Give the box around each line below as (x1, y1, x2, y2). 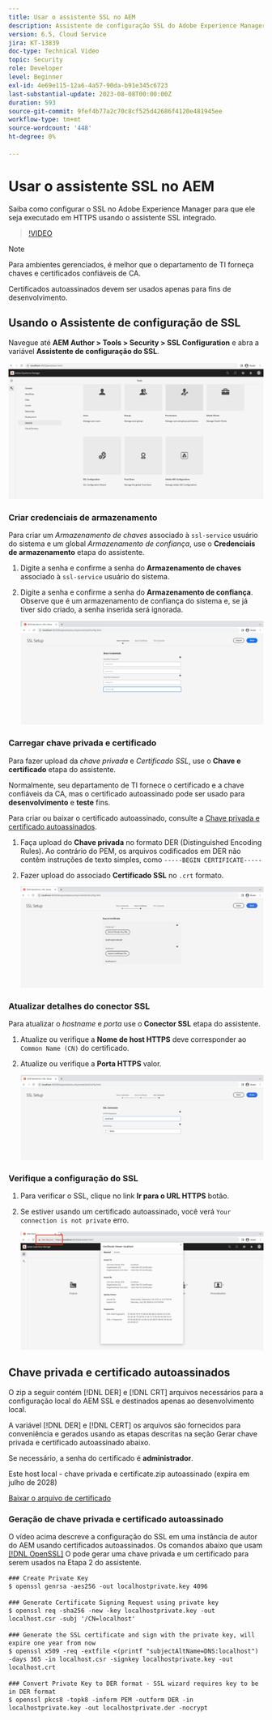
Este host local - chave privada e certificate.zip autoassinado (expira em (8, 1469, 250, 1479)
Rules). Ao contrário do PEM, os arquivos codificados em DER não (19, 846, 241, 856)
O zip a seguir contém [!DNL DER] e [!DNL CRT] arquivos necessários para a (8, 1387, 264, 1397)
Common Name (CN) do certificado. (19, 1044, 130, 1053)
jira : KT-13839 (8, 39, 60, 47)
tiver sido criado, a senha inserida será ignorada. (19, 604, 184, 614)
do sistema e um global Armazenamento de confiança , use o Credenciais (8, 539, 256, 548)
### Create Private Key (8, 1574, 89, 1583)
